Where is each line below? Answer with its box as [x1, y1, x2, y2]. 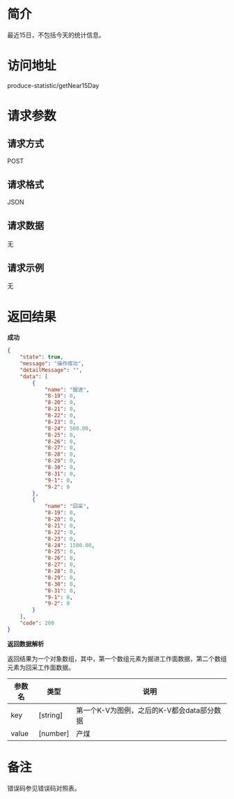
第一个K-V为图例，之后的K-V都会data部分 [76, 705, 214, 715]
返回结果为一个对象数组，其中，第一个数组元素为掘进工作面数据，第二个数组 [7, 654, 227, 663]
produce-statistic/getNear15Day [7, 81, 100, 89]
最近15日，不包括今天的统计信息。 [7, 31, 105, 39]
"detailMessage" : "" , [19, 366, 82, 373]
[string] [38, 710, 63, 719]
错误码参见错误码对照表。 [7, 784, 81, 792]
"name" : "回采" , [44, 503, 90, 510]
